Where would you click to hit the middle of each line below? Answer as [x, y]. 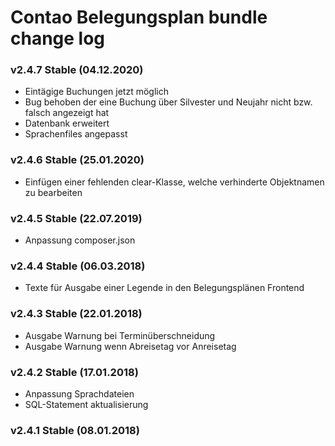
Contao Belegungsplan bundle [139, 17]
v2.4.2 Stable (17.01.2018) [74, 372]
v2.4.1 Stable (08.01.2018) [75, 430]
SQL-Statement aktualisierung [86, 404]
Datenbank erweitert [67, 123]
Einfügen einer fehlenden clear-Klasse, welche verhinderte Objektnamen [174, 182]
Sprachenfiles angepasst [76, 134]
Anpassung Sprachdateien [79, 393]
